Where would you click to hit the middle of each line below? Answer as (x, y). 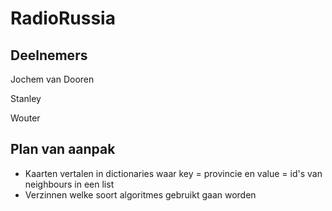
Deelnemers (49, 55)
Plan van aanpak (63, 149)
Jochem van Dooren (52, 79)
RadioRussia (63, 18)
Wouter (25, 118)
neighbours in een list (69, 184)
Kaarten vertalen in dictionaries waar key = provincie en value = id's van (173, 173)
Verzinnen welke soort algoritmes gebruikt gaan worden (140, 194)
